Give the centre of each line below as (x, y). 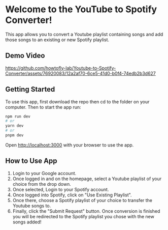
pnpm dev (14, 135)
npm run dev (18, 116)
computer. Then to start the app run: (43, 107)
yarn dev (14, 126)
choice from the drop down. (42, 184)
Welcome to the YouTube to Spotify (81, 9)
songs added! (27, 222)
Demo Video (25, 56)
